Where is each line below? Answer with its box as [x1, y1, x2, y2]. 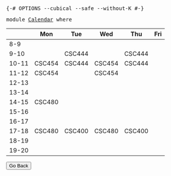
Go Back [9, 163, 28, 169]
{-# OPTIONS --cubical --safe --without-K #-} [6, 5, 144, 11]
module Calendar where [6, 16, 72, 23]
